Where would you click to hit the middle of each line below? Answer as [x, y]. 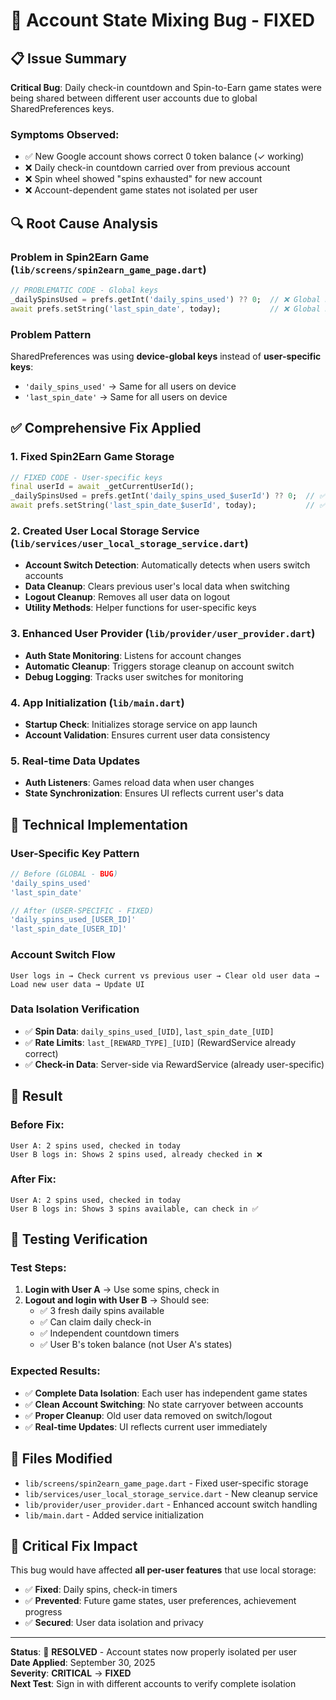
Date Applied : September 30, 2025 [83, 1663]
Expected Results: [55, 1371]
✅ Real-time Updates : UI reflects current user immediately [146, 1426]
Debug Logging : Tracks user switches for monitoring [134, 676]
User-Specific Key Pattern [75, 853]
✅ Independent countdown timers [109, 1333]
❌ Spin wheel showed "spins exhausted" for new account [143, 179]
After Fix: [33, 1179]
